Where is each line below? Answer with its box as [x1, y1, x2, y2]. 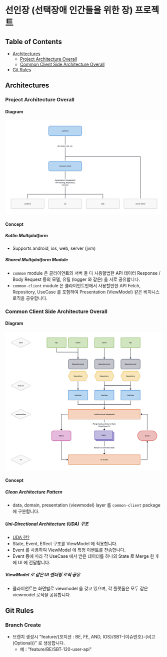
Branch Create [5, 621, 41, 628]
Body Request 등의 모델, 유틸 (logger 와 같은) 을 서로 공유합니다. [12, 276, 140, 282]
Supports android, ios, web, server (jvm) [12, 245, 96, 251]
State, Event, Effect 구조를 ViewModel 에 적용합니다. [12, 540, 117, 547]
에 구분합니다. [12, 508, 40, 514]
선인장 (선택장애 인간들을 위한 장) [5, 5, 133, 16]
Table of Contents [5, 37, 62, 46]
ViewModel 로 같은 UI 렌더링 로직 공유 [5, 572, 80, 578]
